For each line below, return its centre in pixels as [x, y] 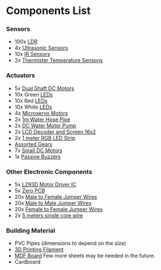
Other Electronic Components [49, 172]
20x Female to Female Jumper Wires [59, 209]
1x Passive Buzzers [38, 157]
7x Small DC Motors [38, 150]
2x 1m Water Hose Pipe [42, 119]
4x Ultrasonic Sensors [41, 48]
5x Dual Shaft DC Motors [44, 88]
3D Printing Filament [39, 250]
